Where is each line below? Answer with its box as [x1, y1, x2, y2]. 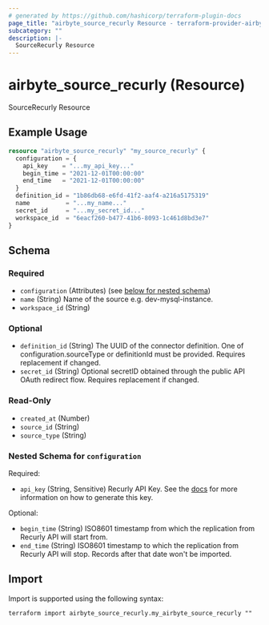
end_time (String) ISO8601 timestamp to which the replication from [19, 541, 239, 550]
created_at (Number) [19, 413, 90, 423]
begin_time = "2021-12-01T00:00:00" [22, 169, 146, 177]
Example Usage [8, 126, 88, 139]
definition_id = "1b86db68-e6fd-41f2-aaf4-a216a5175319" [15, 192, 210, 200]
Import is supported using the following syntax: [8, 594, 164, 603]
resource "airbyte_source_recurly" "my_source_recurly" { [8, 147, 206, 155]
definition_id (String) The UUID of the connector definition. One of [19, 341, 244, 351]
